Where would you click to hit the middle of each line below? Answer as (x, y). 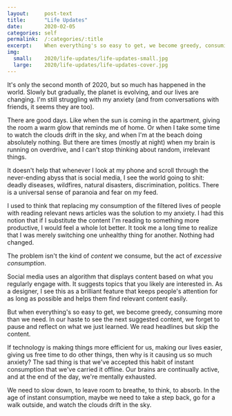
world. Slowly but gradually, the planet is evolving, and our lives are (103, 92)
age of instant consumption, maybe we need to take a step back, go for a (111, 397)
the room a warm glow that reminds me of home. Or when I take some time (114, 127)
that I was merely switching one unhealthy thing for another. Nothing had (111, 235)
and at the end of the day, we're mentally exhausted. (82, 377)
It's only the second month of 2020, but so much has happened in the (106, 84)
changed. (21, 242)
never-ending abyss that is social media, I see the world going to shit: (106, 178)
